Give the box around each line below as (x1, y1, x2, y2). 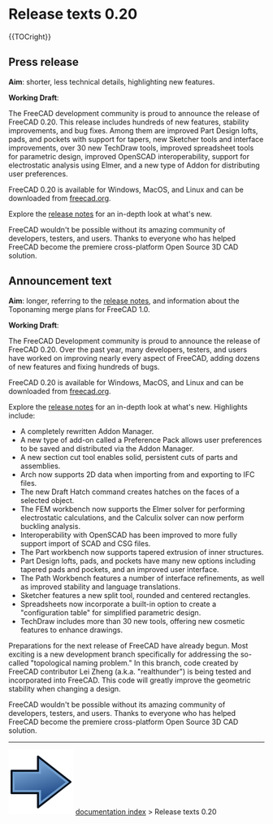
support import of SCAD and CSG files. (19, 538, 151, 549)
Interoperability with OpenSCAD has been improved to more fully (19, 530, 238, 540)
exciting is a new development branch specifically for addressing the (8, 649, 239, 659)
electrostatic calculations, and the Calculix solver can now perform (19, 513, 245, 523)
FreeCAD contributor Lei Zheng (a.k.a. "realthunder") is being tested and (8, 666, 252, 676)
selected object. (19, 495, 75, 505)
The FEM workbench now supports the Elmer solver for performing (19, 504, 245, 514)
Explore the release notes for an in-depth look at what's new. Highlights (8, 401, 248, 411)
